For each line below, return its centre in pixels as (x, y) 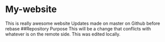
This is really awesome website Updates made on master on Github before (83, 23)
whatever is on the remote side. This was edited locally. (63, 34)
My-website (31, 9)
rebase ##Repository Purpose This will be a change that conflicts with (78, 28)
